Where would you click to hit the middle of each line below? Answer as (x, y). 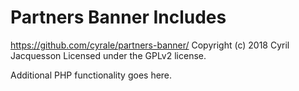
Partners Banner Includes (118, 17)
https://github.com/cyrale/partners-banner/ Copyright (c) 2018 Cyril (150, 45)
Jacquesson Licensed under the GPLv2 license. (108, 55)
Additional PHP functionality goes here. (91, 75)
